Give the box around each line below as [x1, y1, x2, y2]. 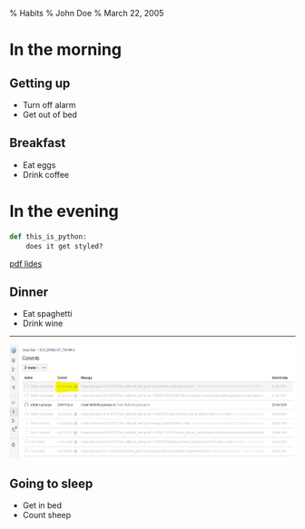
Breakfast [9, 135, 66, 151]
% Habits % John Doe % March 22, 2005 [9, 8, 164, 18]
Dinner [9, 284, 49, 299]
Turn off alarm [22, 100, 76, 110]
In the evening [9, 201, 120, 221]
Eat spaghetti [22, 309, 73, 319]
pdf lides [9, 258, 43, 269]
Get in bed [22, 500, 62, 511]
